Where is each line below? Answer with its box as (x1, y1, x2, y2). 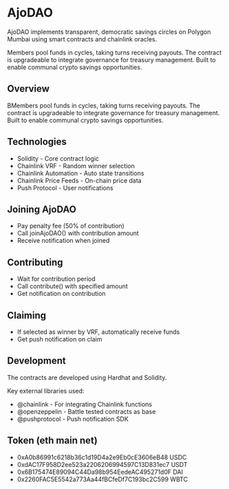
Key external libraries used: (7, 386, 85, 395)
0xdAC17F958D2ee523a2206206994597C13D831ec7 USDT (17, 460, 188, 468)
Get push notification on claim (17, 335, 102, 343)
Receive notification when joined (17, 237, 110, 245)
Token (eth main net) (7, 435, 98, 446)
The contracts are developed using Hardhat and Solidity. (7, 373, 167, 381)
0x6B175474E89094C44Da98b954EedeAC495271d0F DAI (17, 468, 184, 476)
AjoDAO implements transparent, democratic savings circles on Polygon (7, 28, 211, 36)
